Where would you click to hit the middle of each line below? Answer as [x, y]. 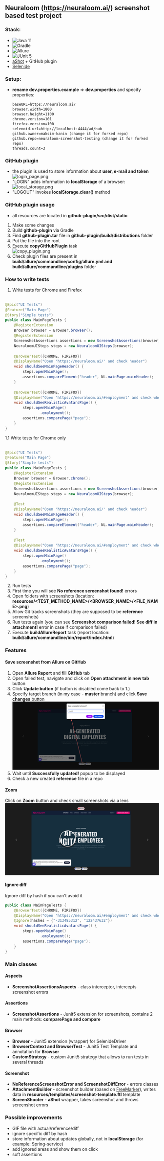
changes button [28, 699]
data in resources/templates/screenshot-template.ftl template [76, 1094]
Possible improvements [34, 1117]
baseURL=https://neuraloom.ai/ [44, 104]
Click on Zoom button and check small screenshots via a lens [67, 801]
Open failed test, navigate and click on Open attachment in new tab [81, 678]
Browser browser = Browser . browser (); [53, 330]
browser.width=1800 [32, 109]
